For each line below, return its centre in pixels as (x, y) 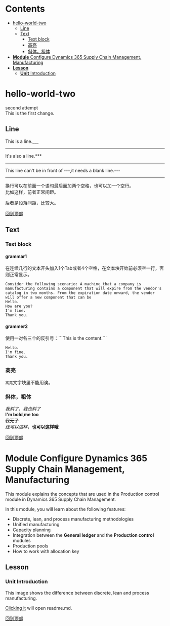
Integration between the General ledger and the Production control (83, 535)
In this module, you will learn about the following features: (66, 509)
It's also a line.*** (24, 156)
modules (22, 540)
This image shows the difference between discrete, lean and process (77, 593)
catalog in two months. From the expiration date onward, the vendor (80, 293)
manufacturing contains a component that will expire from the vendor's (83, 289)
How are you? (19, 306)
